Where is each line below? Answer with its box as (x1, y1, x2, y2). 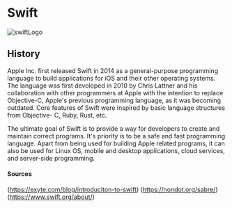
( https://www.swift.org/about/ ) (7, 193, 95, 201)
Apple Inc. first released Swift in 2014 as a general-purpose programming (7, 66, 218, 74)
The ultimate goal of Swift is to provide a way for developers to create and (7, 124, 220, 133)
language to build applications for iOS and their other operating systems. (7, 74, 216, 82)
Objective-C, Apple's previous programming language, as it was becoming (7, 96, 222, 104)
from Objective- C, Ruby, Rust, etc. (7, 111, 107, 119)
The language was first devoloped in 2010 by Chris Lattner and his (7, 81, 198, 90)
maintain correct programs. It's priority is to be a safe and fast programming (7, 131, 226, 140)
